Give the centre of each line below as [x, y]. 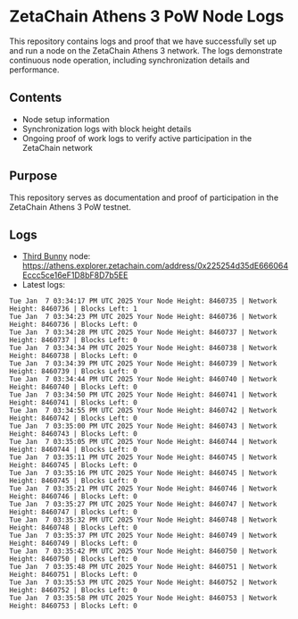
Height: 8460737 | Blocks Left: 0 [74, 340]
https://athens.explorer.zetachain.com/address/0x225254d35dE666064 [155, 266]
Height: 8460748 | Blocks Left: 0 [74, 528]
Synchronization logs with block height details [107, 129]
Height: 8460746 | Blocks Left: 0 [74, 497]
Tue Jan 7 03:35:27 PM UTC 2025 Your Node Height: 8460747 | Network [143, 505]
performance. [34, 70]
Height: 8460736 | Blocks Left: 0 [74, 325]
